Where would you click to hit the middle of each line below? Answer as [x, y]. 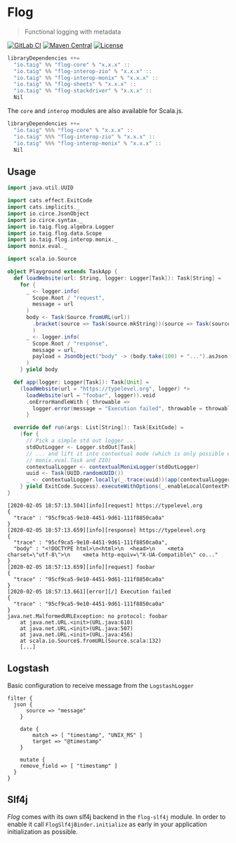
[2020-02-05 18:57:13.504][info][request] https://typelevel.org [105, 505]
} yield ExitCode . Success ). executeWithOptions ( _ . [94, 486]
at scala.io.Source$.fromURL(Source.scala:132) [91, 641]
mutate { [33, 759]
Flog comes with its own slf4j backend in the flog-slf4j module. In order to [117, 816]
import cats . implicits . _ [44, 207]
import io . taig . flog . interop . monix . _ [63, 240]
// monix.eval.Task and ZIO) [68, 460]
